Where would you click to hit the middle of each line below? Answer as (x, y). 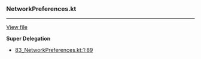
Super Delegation (28, 39)
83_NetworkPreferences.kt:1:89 (54, 50)
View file (17, 27)
